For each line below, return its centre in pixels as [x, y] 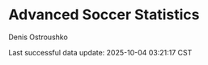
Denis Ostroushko [38, 37]
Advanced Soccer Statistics [104, 15]
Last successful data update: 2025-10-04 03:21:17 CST [100, 52]
